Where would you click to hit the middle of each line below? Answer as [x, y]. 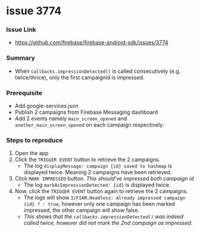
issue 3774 [34, 11]
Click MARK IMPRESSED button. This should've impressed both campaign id [104, 179]
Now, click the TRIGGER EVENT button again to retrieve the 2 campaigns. [101, 191]
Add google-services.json [46, 106]
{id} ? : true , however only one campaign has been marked [99, 204]
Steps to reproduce [35, 140]
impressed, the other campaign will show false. [82, 211]
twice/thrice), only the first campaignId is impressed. [79, 77]
